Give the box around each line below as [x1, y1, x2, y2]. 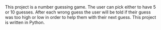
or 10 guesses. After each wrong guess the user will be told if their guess [5, 9, 151, 15]
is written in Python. [5, 19, 45, 25]
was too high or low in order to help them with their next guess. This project [5, 15, 156, 20]
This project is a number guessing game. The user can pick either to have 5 [5, 4, 156, 10]
